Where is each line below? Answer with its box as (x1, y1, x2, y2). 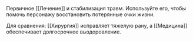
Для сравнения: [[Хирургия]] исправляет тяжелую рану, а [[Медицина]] (6, 23, 188, 29)
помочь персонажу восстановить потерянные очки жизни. (6, 11, 155, 18)
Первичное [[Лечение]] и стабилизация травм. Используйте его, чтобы (6, 5, 187, 12)
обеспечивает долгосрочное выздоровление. (6, 28, 122, 35)
